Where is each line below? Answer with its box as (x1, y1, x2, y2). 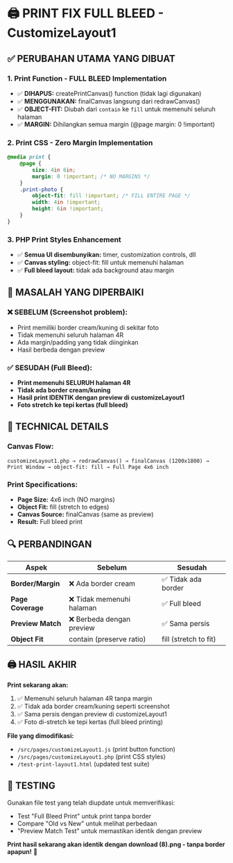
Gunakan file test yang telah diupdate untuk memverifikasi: (7, 798, 175, 807)
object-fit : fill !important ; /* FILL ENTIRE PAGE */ (32, 192, 191, 199)
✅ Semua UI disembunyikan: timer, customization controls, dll (17, 251, 196, 259)
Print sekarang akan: (7, 680, 69, 689)
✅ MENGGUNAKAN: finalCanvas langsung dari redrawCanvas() (17, 97, 200, 105)
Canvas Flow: (7, 442, 54, 452)
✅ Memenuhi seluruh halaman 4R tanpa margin (17, 694, 153, 702)
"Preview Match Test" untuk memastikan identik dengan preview (17, 826, 202, 835)
